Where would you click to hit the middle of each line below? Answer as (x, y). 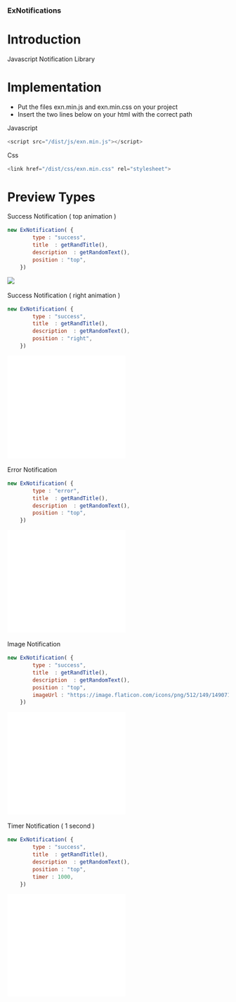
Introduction (44, 40)
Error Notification (32, 469)
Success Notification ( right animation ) (64, 295)
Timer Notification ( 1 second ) (51, 826)
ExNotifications (34, 11)
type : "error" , (56, 490)
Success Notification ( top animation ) (62, 216)
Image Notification (34, 644)
